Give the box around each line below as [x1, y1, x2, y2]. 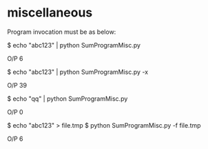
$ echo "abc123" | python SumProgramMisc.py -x [7, 68, 149, 76]
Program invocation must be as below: [7, 28, 116, 36]
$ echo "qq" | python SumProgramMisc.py [7, 95, 128, 103]
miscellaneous [7, 5, 93, 21]
